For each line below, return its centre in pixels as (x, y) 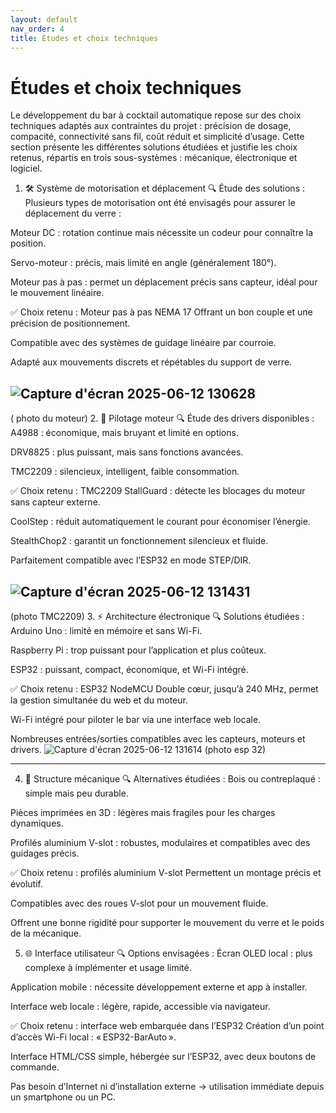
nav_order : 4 (37, 29)
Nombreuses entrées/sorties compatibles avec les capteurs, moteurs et (158, 738)
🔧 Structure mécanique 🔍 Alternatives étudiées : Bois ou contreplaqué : (172, 778)
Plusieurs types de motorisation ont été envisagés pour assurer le (160, 203)
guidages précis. (45, 853)
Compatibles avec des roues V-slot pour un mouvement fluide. (139, 903)
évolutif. (26, 883)
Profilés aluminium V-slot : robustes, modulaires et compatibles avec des (160, 842)
